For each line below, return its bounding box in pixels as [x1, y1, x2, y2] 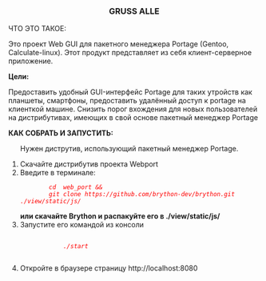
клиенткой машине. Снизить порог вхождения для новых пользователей [8, 104, 258, 114]
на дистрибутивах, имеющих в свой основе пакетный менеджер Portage [8, 113, 258, 122]
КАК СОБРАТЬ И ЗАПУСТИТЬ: [8, 128, 113, 138]
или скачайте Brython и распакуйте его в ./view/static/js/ [19, 211, 220, 221]
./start [62, 243, 89, 251]
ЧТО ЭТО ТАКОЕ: [8, 24, 66, 34]
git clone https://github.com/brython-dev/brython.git [49, 191, 236, 199]
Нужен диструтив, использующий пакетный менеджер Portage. [19, 144, 239, 154]
